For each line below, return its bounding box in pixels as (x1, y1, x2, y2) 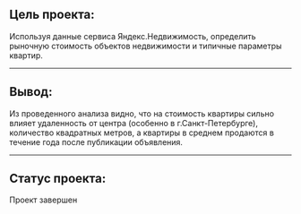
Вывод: (9, 84, 53, 99)
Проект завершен (9, 194, 78, 205)
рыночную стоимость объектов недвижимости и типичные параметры (9, 40, 282, 51)
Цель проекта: (9, 7, 96, 22)
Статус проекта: (9, 171, 107, 186)
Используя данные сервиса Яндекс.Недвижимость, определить (9, 30, 257, 41)
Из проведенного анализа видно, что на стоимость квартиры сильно (9, 107, 275, 119)
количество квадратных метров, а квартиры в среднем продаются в (9, 127, 275, 138)
